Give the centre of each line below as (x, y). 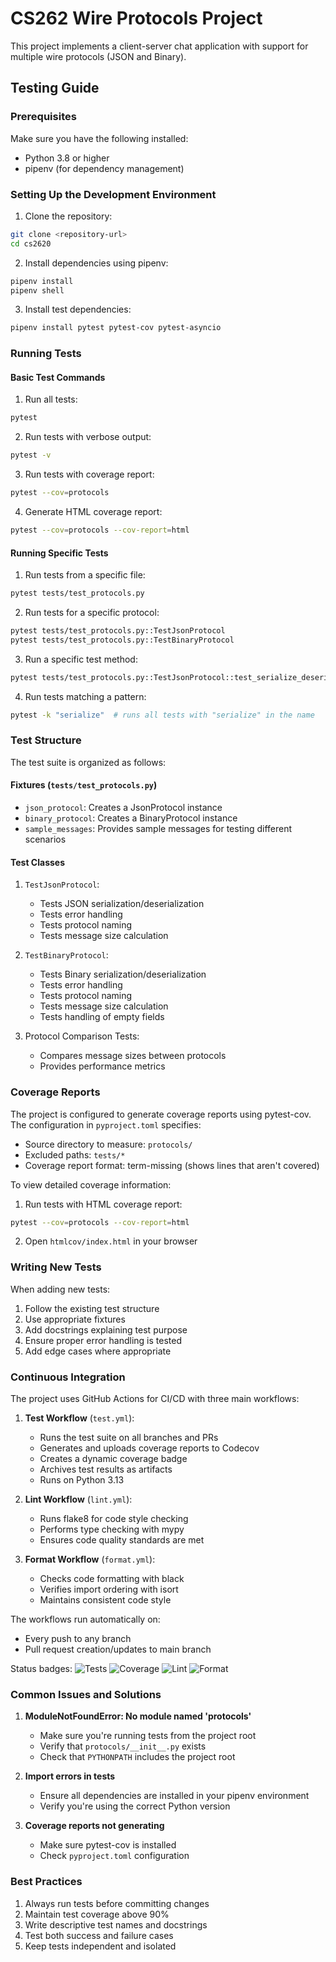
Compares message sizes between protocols (133, 1056)
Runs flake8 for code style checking (114, 1518)
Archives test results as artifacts (106, 1469)
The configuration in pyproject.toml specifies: (106, 1124)
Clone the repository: (68, 216)
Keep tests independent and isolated (100, 1946)
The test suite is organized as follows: (88, 762)
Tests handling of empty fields (102, 1017)
